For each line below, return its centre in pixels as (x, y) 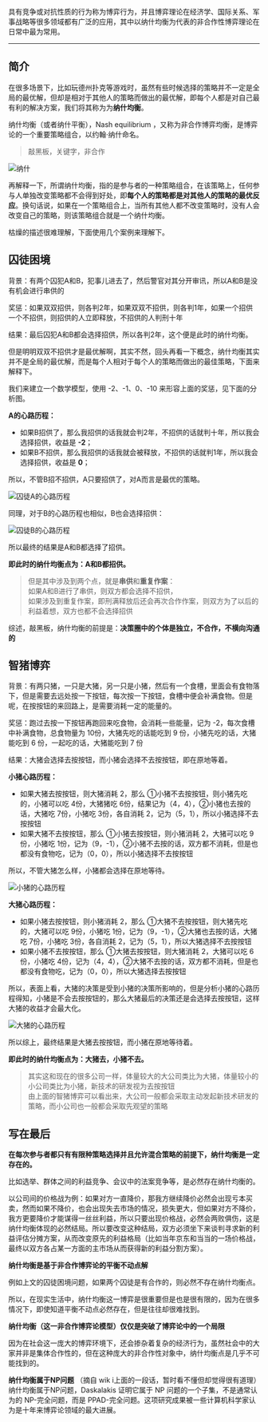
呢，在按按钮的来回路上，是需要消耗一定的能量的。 (92, 706)
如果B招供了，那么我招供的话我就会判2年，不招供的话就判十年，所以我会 (140, 432)
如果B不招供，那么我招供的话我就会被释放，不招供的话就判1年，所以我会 (139, 452)
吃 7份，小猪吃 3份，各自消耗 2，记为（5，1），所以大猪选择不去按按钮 (136, 941)
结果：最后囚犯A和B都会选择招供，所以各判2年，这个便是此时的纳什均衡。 (130, 335)
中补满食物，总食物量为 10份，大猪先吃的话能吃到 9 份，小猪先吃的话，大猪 (132, 733)
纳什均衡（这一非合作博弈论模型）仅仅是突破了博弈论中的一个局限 (116, 1326)
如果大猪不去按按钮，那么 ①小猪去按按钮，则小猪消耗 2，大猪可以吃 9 (137, 834)
